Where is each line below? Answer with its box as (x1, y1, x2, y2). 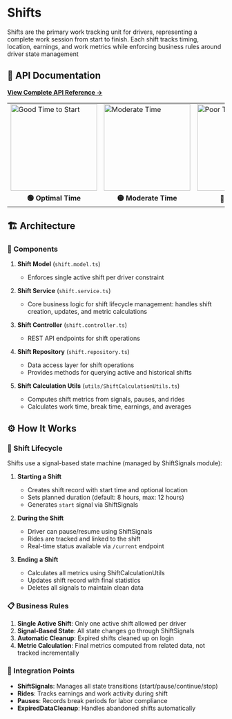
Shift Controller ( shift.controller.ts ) (17, 321, 128, 329)
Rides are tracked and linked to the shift (27, 534, 141, 543)
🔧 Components (7, 244, 59, 254)
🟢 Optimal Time (26, 193, 81, 203)
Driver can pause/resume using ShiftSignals (27, 527, 153, 536)
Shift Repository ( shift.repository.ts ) (17, 348, 130, 356)
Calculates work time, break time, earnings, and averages (27, 402, 192, 411)
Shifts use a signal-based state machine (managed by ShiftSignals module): (7, 459, 222, 467)
